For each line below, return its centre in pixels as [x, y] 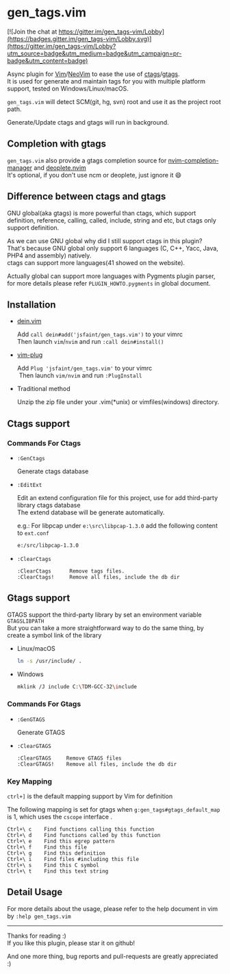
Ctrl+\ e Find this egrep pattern [61, 841]
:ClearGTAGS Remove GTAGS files [69, 758]
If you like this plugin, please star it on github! [71, 942]
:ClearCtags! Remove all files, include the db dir [98, 577]
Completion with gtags [56, 144]
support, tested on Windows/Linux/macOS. [68, 88]
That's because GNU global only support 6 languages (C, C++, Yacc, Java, [113, 248]
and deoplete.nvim [60, 167]
